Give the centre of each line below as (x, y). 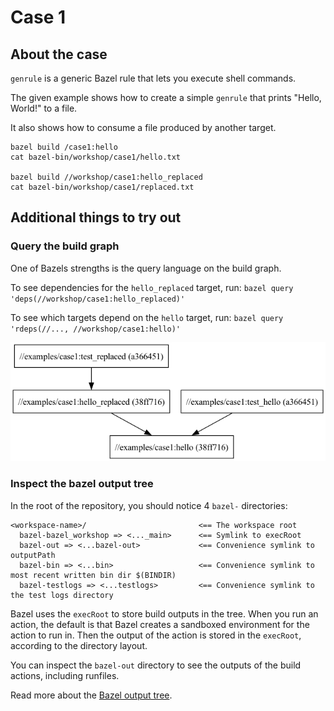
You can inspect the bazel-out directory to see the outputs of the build (156, 665)
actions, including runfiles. (65, 675)
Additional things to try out (96, 217)
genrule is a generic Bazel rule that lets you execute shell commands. (153, 78)
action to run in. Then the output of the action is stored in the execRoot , (156, 635)
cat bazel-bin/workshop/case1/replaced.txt (102, 187)
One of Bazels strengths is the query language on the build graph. (146, 268)
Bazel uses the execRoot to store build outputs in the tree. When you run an (164, 613)
